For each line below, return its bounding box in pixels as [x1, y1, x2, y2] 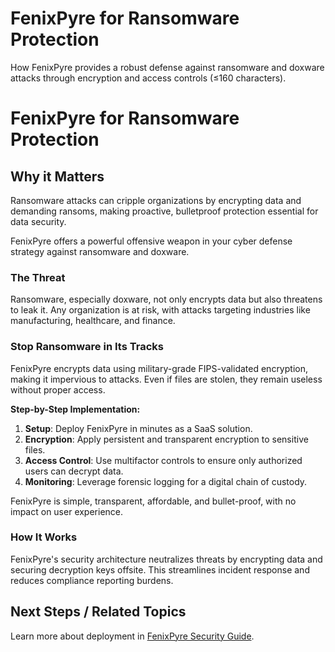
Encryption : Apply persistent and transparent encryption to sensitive [24, 433, 309, 445]
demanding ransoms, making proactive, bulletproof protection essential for [10, 205, 319, 217]
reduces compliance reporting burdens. [10, 574, 174, 586]
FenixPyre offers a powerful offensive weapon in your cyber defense [10, 235, 293, 247]
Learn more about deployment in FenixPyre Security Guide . [10, 630, 255, 642]
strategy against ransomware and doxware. [10, 245, 190, 257]
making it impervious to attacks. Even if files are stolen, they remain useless [10, 373, 323, 385]
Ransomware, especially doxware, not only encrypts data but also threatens [10, 293, 323, 306]
